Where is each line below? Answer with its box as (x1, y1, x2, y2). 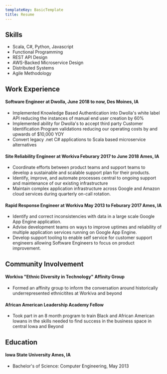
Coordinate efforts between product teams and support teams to (12, 164, 146, 170)
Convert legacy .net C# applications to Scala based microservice (12, 136, 146, 142)
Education (5, 338, 38, 346)
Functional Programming (12, 49, 63, 55)
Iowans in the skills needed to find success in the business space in (12, 318, 152, 324)
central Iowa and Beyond (12, 323, 64, 329)
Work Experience (5, 84, 60, 93)
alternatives (12, 141, 37, 147)
